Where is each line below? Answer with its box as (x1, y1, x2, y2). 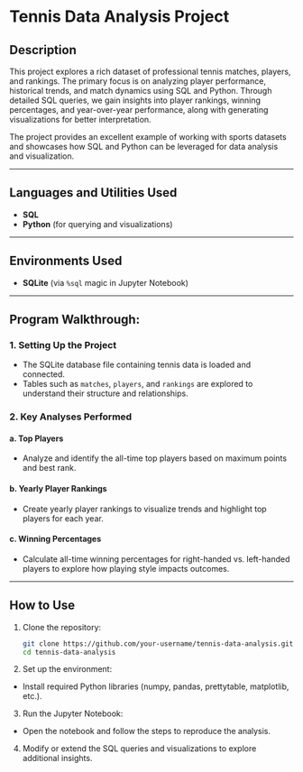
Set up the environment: (22, 664, 113, 675)
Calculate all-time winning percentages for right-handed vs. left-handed (22, 553, 290, 565)
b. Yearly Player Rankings (9, 483, 107, 494)
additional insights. (22, 753, 93, 764)
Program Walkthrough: (9, 312, 141, 327)
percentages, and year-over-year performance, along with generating (9, 105, 269, 115)
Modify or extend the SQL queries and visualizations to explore (22, 743, 257, 754)
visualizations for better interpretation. (9, 115, 151, 124)
